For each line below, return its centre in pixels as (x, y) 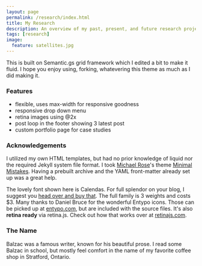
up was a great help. (32, 178)
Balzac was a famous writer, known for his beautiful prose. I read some (94, 244)
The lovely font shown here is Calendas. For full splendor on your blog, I (95, 189)
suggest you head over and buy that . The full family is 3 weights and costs (99, 196)
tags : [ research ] (28, 34)
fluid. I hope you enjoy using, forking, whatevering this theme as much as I (98, 69)
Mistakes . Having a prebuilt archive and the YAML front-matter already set (98, 171)
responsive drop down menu (50, 111)
